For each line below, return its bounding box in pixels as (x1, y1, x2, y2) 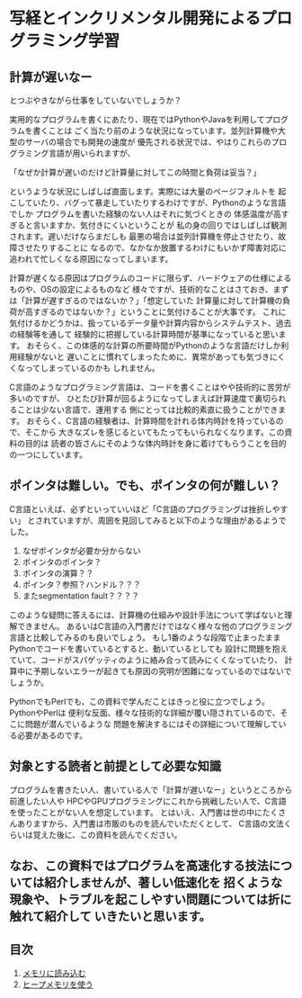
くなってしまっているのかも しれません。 (9, 363, 160, 373)
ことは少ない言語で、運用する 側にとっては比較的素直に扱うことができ (16, 404, 279, 415)
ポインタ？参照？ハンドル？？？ (22, 579, 141, 589)
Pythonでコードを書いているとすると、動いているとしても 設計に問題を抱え (9, 643, 289, 653)
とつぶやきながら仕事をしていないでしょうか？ (9, 95, 182, 105)
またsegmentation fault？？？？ (22, 590, 139, 601)
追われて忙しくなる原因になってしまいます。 (9, 254, 173, 264)
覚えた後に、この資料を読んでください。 (32, 829, 182, 840)
